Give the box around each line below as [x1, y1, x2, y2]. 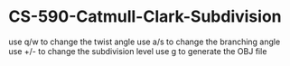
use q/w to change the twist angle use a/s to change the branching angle [8, 36, 281, 47]
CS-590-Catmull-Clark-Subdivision [8, 6, 282, 27]
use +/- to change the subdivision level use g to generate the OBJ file [8, 45, 267, 56]
